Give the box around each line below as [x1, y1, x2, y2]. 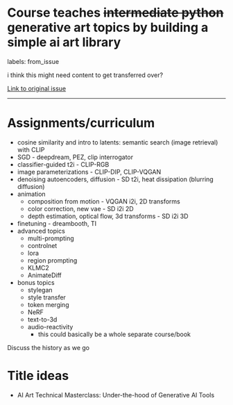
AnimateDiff [27, 271, 62, 279]
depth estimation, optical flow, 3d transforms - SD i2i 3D [27, 212, 189, 220]
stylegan [27, 286, 53, 294]
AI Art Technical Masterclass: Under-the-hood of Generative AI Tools [17, 390, 215, 399]
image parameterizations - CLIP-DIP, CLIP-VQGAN [17, 167, 162, 176]
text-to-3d [27, 315, 58, 324]
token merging [27, 300, 69, 308]
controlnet [27, 241, 58, 249]
